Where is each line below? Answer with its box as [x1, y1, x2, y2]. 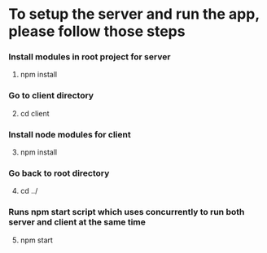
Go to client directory [8, 90, 94, 102]
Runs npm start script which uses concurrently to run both [8, 207, 245, 218]
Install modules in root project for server [8, 51, 171, 63]
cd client [20, 108, 50, 118]
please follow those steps [8, 22, 186, 41]
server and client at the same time [8, 216, 147, 228]
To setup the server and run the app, [8, 5, 260, 24]
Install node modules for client [8, 129, 132, 140]
